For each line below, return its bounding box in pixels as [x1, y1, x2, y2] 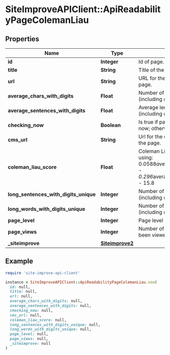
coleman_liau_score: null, [10, 317, 67, 322]
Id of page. [138, 58, 164, 65]
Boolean [100, 122, 121, 128]
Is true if [138, 118, 158, 125]
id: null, [10, 284, 30, 289]
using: [138, 154, 153, 161]
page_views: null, [10, 336, 49, 341]
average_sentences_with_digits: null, [10, 303, 92, 308]
